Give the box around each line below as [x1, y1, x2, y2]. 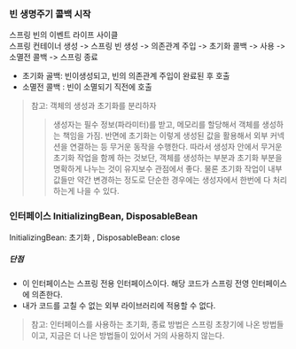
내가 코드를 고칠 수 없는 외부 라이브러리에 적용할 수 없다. [21, 299, 216, 311]
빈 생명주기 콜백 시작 [9, 7, 91, 19]
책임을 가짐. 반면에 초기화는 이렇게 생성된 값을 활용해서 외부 [62, 130, 269, 141]
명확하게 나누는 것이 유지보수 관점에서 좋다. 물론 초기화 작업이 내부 [52, 164, 283, 174]
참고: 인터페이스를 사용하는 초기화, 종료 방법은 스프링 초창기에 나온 [30, 319, 261, 330]
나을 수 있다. [76, 186, 120, 197]
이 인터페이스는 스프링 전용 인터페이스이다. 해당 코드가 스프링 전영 [21, 277, 250, 289]
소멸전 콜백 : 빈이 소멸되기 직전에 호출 [21, 81, 152, 92]
